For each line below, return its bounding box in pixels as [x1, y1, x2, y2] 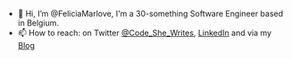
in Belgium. [17, 18, 60, 28]
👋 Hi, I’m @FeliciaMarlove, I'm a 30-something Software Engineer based [17, 9, 284, 18]
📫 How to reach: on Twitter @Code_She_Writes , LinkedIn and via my [17, 27, 272, 38]
